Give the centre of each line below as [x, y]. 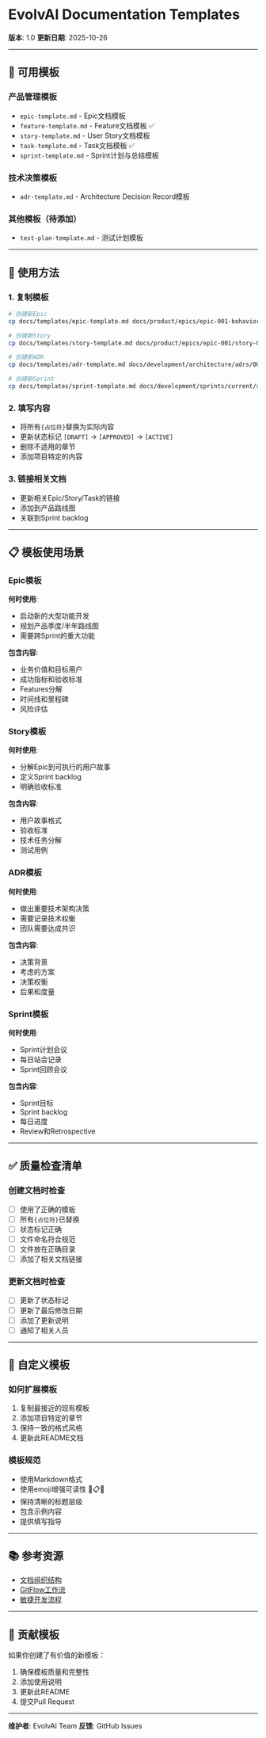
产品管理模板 [33, 97]
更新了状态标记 [44, 1300]
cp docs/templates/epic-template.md [68, 321]
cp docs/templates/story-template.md [70, 343]
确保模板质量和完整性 [54, 1672]
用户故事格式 [40, 821]
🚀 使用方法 [34, 272]
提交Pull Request [47, 1702]
